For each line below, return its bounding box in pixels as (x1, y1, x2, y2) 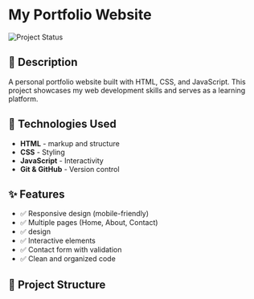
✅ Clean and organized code (19, 254, 117, 264)
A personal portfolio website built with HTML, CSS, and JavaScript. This (8, 76, 247, 86)
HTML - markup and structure (19, 138, 121, 148)
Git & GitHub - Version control (19, 164, 120, 174)
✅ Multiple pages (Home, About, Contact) (19, 218, 158, 227)
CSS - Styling (19, 147, 66, 157)
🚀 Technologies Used (8, 117, 117, 131)
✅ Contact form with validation (19, 245, 122, 255)
